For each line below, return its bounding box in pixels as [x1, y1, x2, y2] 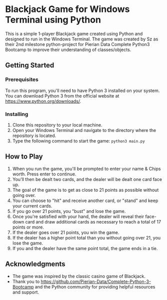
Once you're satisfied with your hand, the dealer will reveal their [12, 213, 144, 219]
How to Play [5, 152, 43, 161]
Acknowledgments [5, 260, 66, 268]
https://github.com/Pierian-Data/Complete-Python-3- [40, 278, 151, 284]
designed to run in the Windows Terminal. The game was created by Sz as [5, 36, 158, 42]
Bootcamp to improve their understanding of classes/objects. [5, 46, 131, 52]
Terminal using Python [5, 14, 101, 25]
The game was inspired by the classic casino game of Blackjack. [12, 273, 146, 279]
